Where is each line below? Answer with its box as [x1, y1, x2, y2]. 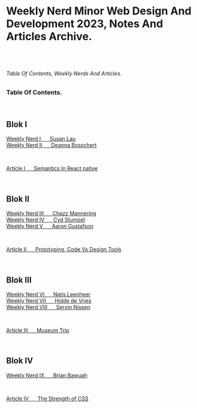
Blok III [6, 275, 32, 285]
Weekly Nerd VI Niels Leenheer [6, 290, 91, 298]
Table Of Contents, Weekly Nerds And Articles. [6, 70, 122, 77]
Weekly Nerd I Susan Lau [6, 135, 76, 142]
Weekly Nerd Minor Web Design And [6, 4, 192, 18]
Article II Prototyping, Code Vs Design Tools [6, 246, 122, 253]
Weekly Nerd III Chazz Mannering [6, 210, 97, 217]
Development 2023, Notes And [6, 17, 163, 31]
